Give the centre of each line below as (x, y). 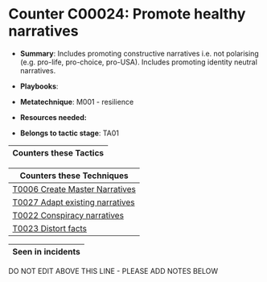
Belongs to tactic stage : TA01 (69, 133)
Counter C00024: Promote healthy (127, 14)
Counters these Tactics (58, 152)
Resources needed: (53, 117)
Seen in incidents (46, 251)
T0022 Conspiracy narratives (68, 215)
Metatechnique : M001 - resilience (77, 102)
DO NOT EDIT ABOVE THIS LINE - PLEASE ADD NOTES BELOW (113, 271)
